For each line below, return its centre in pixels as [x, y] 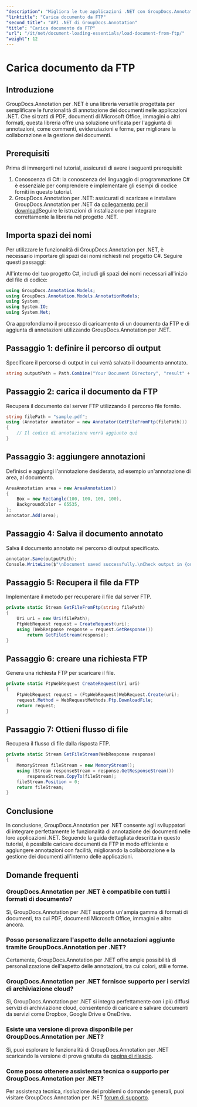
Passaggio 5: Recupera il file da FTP [73, 583]
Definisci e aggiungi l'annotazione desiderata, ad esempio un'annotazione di [98, 471]
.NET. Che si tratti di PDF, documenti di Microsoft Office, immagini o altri [93, 116]
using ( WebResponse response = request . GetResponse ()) [85, 629]
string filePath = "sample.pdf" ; [47, 417]
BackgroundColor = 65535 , [48, 505]
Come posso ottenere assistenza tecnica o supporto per [88, 1071]
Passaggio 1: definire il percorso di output [84, 348]
